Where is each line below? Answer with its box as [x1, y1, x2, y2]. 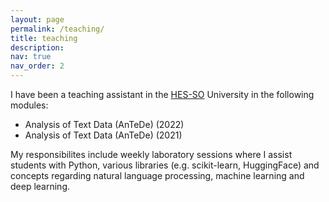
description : [10, 42, 65, 53]
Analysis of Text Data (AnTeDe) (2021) [24, 129, 183, 141]
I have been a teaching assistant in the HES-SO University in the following [10, 89, 315, 100]
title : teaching [10, 33, 78, 43]
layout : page [10, 14, 65, 25]
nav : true [10, 52, 52, 62]
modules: [10, 99, 49, 111]
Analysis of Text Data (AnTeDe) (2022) [24, 119, 185, 130]
